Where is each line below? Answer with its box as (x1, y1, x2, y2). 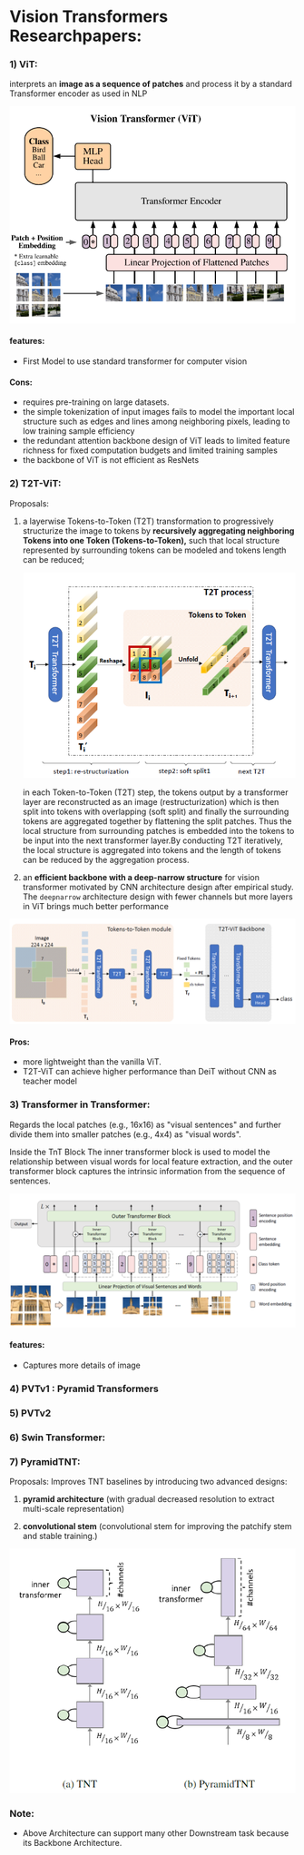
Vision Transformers (9, 6, 169, 27)
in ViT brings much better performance (22, 901, 170, 912)
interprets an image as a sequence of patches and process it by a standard (9, 79, 293, 90)
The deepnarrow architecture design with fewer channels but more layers (22, 891, 293, 902)
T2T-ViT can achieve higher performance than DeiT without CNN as (22, 1066, 277, 1077)
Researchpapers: (9, 25, 142, 46)
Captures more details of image (22, 1359, 141, 1371)
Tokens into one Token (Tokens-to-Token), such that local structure (22, 535, 279, 545)
